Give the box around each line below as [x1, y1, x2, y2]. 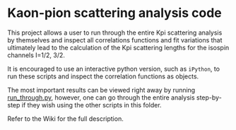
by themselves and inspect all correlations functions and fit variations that [7, 35, 223, 44]
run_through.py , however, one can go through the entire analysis [7, 93, 196, 102]
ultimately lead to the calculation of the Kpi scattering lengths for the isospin [7, 43, 230, 52]
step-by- [196, 93, 223, 102]
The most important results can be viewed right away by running [7, 85, 196, 94]
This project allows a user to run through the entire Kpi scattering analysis [7, 28, 223, 37]
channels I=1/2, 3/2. [7, 51, 66, 59]
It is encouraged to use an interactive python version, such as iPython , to [7, 64, 220, 73]
